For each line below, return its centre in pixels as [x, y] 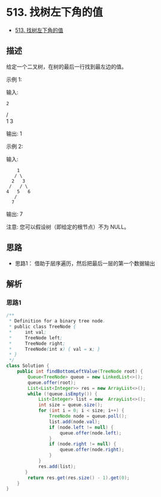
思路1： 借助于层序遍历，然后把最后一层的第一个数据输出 [85, 263]
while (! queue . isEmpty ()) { [63, 394]
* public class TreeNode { [42, 327]
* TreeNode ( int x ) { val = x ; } [54, 349]
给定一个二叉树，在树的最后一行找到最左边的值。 [66, 66]
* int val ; [28, 332]
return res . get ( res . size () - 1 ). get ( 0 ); [79, 478]
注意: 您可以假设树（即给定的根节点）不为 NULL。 [68, 227]
